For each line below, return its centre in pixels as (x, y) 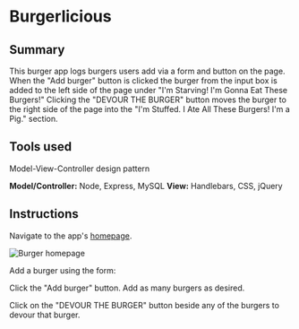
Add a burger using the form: (63, 270)
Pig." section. (34, 119)
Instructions (44, 214)
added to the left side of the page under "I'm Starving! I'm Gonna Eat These (149, 90)
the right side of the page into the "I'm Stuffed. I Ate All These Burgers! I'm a (150, 109)
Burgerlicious (60, 17)
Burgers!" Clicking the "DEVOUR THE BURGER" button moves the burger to (148, 100)
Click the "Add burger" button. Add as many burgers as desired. (127, 288)
